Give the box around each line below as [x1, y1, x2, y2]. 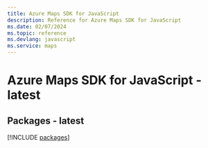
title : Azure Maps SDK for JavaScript [7, 10, 119, 17]
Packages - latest [7, 115, 85, 126]
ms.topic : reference [7, 29, 67, 37]
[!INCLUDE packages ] [7, 133, 70, 141]
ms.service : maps [7, 42, 58, 49]
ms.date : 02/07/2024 [7, 23, 67, 30]
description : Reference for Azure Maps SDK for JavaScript [7, 17, 182, 24]
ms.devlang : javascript [7, 36, 76, 43]
